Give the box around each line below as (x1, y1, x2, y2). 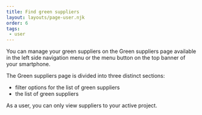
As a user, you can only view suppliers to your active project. (6, 102, 158, 109)
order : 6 (6, 20, 28, 26)
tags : (6, 25, 20, 32)
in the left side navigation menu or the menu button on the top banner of (6, 54, 186, 61)
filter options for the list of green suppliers (14, 84, 120, 91)
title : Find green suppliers (6, 8, 80, 15)
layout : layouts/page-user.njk (6, 14, 85, 20)
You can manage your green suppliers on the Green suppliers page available (6, 48, 197, 55)
